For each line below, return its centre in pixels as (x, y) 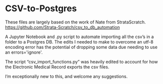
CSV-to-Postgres (41, 9)
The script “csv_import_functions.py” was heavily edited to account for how (81, 62)
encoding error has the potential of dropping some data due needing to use (81, 47)
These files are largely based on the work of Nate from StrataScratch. (75, 22)
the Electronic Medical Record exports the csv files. (57, 67)
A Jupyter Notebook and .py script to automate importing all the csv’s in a (80, 37)
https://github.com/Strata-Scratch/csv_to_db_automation (63, 27)
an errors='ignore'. (24, 52)
